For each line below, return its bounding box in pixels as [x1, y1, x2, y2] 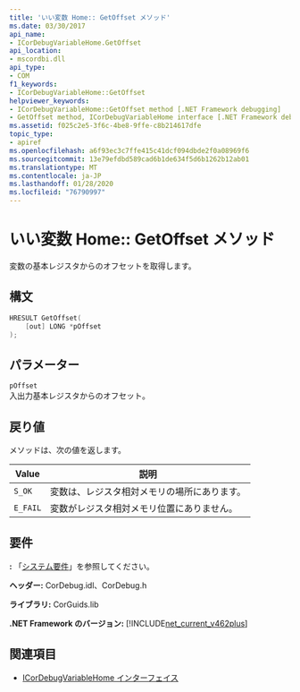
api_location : [9, 47, 62, 56]
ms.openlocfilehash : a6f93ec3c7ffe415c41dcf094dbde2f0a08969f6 [9, 146, 250, 155]
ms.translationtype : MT [9, 163, 98, 172]
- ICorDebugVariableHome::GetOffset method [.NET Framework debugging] [9, 105, 281, 114]
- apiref [9, 138, 42, 147]
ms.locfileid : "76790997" [9, 188, 105, 197]
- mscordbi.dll [9, 55, 66, 64]
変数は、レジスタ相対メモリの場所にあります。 [50, 485, 246, 498]
